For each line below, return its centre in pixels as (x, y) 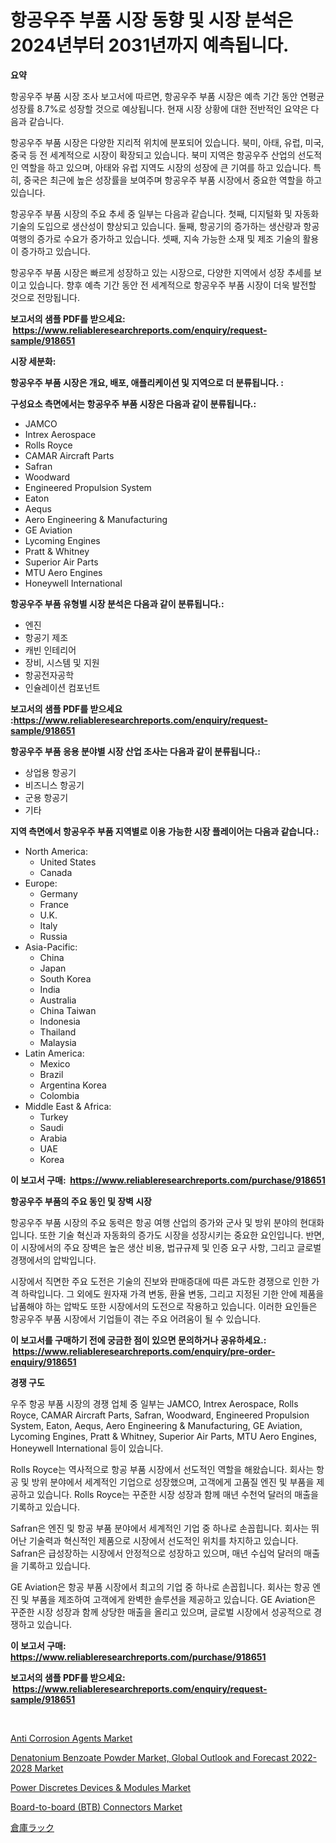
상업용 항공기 (50, 772)
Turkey (54, 1117)
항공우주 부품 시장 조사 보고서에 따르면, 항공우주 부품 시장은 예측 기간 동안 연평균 (167, 96)
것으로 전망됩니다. (45, 297)
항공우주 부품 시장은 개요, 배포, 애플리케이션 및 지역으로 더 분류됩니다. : (147, 382)
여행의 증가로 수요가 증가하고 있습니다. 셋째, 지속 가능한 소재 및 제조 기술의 (155, 238)
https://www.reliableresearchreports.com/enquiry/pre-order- (144, 1351)
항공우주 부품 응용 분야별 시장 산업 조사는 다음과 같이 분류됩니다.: (135, 751)
